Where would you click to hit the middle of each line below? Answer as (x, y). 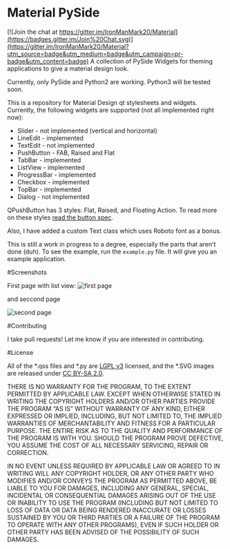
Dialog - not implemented (53, 196)
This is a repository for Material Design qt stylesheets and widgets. (103, 102)
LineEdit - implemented (50, 138)
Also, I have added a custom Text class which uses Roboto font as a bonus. (114, 231)
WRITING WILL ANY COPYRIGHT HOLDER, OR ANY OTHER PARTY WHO (111, 473)
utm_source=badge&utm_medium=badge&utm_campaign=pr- (95, 54)
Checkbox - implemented (53, 182)
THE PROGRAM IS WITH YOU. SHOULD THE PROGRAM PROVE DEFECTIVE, (115, 438)
